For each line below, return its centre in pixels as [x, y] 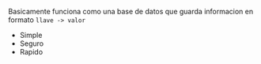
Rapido [31, 52]
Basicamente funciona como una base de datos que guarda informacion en [131, 11]
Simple [31, 35]
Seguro [32, 43]
